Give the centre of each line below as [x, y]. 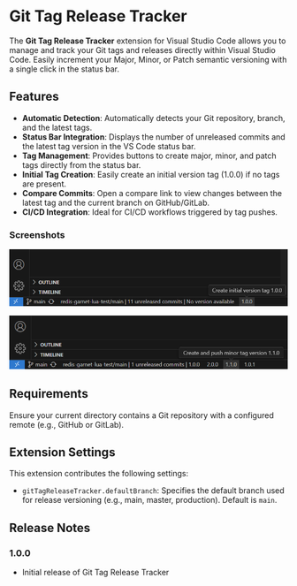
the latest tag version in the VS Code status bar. [109, 146]
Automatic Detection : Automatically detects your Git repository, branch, [153, 118]
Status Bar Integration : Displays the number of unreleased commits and [153, 137]
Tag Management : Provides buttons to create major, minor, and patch [149, 156]
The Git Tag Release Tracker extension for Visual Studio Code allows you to [148, 41]
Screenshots [37, 234]
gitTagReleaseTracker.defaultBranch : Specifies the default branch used [153, 491]
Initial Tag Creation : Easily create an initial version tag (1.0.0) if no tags [151, 174]
